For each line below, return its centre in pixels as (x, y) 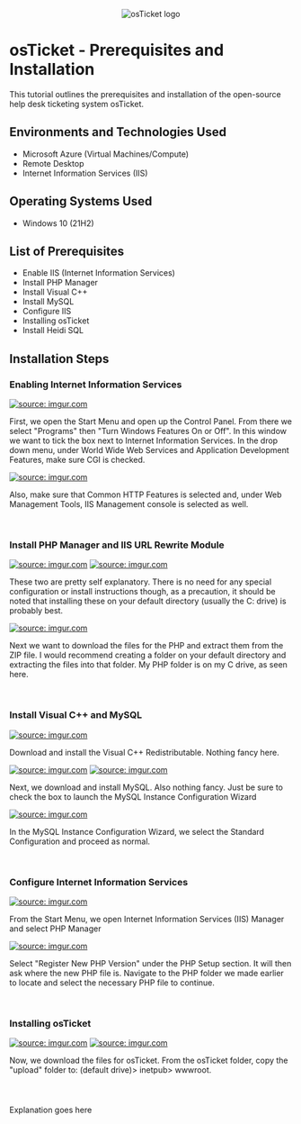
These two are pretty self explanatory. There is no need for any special (141, 582)
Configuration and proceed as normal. (80, 841)
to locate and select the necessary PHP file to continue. (112, 983)
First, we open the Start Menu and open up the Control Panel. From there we (150, 421)
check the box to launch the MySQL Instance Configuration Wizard (133, 796)
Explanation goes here (51, 1110)
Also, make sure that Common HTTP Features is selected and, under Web (146, 494)
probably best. (36, 611)
